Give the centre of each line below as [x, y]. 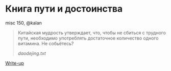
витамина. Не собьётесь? [46, 43]
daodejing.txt [32, 53]
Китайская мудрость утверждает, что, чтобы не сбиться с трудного [92, 32]
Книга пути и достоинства [64, 9]
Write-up [15, 63]
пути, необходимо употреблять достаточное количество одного [88, 38]
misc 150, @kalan [24, 23]
